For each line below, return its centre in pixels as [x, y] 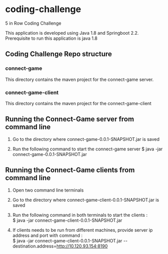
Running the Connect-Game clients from [70, 170]
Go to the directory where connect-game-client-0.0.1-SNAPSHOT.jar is [86, 200]
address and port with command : [48, 235]
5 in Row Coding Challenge [33, 23]
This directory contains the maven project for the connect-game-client [78, 103]
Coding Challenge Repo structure [59, 54]
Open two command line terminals [48, 190]
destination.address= [34, 246]
